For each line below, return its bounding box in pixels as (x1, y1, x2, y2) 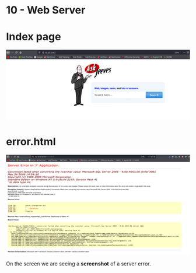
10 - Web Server (6, 3, 86, 17)
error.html (6, 135, 57, 148)
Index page (6, 30, 61, 44)
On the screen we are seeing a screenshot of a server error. (6, 260, 151, 267)
